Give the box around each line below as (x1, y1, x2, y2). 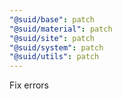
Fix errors (9, 79, 49, 91)
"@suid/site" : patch (9, 33, 96, 43)
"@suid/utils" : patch (9, 52, 100, 62)
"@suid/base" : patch (9, 14, 96, 25)
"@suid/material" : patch (9, 24, 113, 34)
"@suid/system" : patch (9, 42, 104, 53)
